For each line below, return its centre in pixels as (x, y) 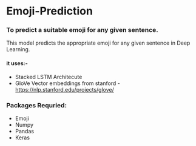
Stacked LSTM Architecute (49, 77)
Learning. (18, 49)
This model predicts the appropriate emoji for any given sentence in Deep (98, 43)
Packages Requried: (37, 105)
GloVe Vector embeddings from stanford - (67, 83)
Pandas (25, 131)
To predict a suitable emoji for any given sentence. (83, 30)
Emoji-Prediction (49, 11)
